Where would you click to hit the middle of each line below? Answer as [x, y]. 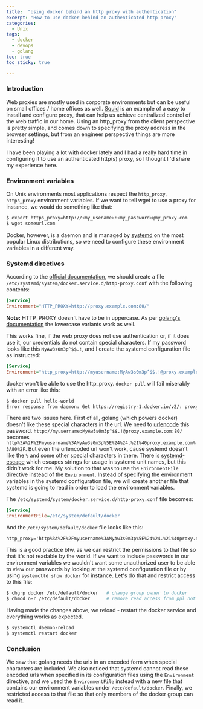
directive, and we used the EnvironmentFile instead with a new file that [94, 681]
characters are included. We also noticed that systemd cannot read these [98, 668]
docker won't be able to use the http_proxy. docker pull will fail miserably [98, 383]
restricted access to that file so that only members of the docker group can [100, 694]
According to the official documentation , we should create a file [85, 277]
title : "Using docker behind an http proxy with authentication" [92, 12]
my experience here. [32, 165]
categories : [21, 23]
